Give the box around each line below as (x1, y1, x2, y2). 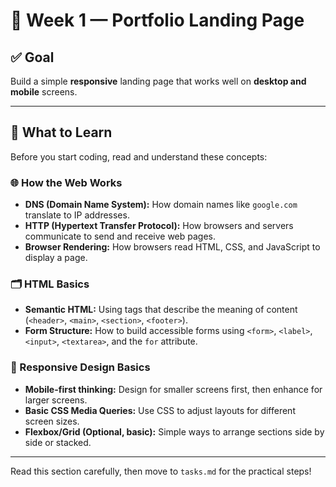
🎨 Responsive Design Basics (10, 360, 151, 374)
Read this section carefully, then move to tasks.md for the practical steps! (10, 465, 312, 477)
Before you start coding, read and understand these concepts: (10, 150, 268, 163)
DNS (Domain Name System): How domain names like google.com (24, 199, 298, 211)
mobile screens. (10, 86, 78, 98)
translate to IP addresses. (24, 209, 130, 221)
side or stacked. (24, 436, 92, 448)
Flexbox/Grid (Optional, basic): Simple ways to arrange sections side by (24, 425, 325, 438)
